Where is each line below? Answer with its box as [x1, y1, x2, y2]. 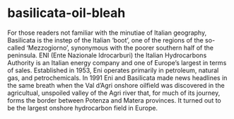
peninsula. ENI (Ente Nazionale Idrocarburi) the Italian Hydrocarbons [7, 51, 207, 59]
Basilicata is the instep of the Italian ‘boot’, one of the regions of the [7, 35, 204, 44]
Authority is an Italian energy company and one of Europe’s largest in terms [7, 58, 227, 67]
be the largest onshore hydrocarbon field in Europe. [7, 103, 158, 112]
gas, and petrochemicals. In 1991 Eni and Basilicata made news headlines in [7, 73, 228, 82]
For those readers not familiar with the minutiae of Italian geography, [7, 28, 207, 37]
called [7, 43, 25, 52]
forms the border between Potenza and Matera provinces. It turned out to [7, 96, 221, 104]
